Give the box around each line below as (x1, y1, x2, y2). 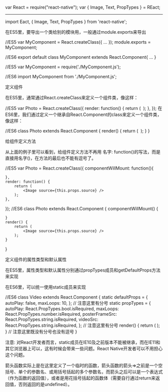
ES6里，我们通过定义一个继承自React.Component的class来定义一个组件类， (5, 111, 162, 117)
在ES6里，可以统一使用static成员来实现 (5, 284, 86, 290)
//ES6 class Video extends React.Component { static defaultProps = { (5, 294, 148, 300)
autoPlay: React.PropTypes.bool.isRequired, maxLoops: (5, 306, 119, 312)
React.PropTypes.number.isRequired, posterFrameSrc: (5, 311, 117, 317)
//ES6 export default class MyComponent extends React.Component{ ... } (5, 54, 156, 60)
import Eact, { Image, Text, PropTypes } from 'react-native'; (5, 19, 127, 25)
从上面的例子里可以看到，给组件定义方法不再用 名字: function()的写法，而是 (5, 149, 161, 155)
